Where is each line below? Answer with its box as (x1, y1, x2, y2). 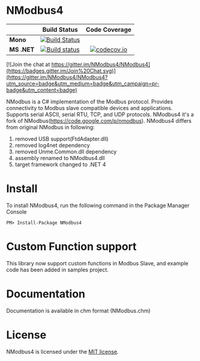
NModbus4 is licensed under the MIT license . (6, 348, 119, 355)
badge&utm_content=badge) (6, 86, 77, 93)
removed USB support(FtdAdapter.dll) (14, 135, 109, 142)
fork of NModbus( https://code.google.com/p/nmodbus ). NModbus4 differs (6, 117, 192, 124)
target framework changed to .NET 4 (14, 161, 106, 168)
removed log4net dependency (14, 141, 90, 149)
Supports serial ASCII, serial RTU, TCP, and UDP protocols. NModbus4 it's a (6, 111, 194, 118)
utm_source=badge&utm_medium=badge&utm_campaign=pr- (6, 79, 160, 87)
